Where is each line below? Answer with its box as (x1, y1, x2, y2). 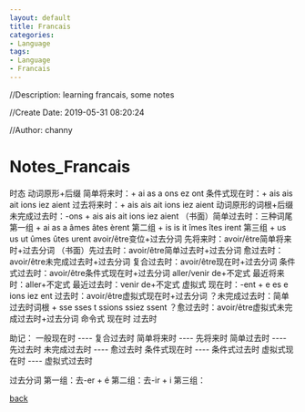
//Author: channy (9, 124, 73, 135)
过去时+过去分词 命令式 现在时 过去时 (16, 313, 158, 324)
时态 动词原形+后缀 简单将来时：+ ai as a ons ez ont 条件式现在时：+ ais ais (9, 188, 293, 199)
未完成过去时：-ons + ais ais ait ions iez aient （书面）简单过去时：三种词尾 (9, 211, 293, 221)
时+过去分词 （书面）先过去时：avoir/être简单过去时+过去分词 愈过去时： (9, 244, 284, 255)
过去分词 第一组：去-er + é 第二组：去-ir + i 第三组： (9, 375, 207, 386)
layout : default (9, 13, 71, 23)
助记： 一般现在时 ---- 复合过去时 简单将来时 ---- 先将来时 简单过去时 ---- (9, 332, 287, 343)
